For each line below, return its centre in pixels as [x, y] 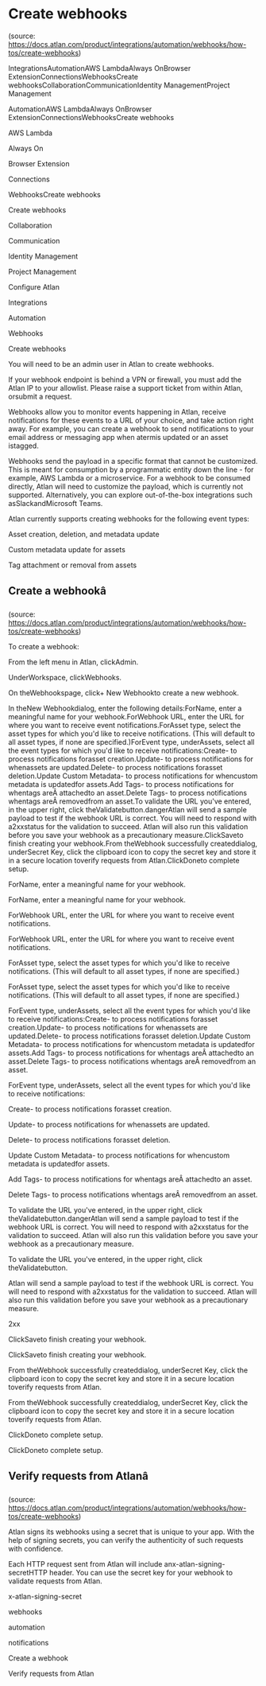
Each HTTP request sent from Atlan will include [85, 1563]
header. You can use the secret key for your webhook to [141, 1572]
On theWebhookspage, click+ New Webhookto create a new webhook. [124, 692]
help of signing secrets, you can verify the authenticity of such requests [126, 1540]
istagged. [24, 446]
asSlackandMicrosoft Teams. [56, 503]
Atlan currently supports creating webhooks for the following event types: [129, 519]
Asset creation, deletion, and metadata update [84, 534]
